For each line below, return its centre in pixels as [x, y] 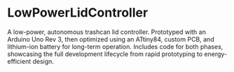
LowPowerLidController [78, 13]
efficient [19, 61]
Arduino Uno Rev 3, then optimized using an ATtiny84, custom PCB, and [111, 39]
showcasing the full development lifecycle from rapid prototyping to [105, 54]
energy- [216, 54]
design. [43, 61]
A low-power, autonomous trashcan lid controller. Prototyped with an [107, 32]
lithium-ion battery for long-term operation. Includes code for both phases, [115, 46]
